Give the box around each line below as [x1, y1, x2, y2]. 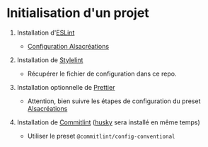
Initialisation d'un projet [6, 5, 149, 21]
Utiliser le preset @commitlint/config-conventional [27, 131, 175, 140]
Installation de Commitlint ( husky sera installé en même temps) [16, 118, 201, 127]
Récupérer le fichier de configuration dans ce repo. [27, 69, 177, 78]
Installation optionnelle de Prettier [16, 83, 115, 91]
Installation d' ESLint [16, 28, 75, 37]
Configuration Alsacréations [27, 42, 110, 50]
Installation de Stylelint [16, 55, 83, 64]
